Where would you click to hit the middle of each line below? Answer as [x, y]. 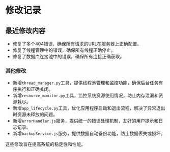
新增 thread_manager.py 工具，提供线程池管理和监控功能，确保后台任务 [86, 83]
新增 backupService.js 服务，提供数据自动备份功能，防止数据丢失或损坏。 [89, 134]
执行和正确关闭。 [35, 89]
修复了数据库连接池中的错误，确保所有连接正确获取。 [68, 56]
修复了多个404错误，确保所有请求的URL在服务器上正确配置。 [77, 44]
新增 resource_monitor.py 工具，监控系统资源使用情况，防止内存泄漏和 [86, 96]
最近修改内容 [25, 31]
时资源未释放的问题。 [35, 115]
